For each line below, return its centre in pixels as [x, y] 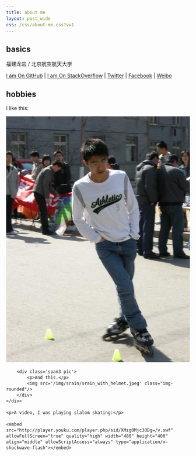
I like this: [17, 108]
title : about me [26, 12]
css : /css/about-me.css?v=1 [40, 25]
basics [18, 49]
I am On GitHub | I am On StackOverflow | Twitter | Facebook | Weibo [89, 76]
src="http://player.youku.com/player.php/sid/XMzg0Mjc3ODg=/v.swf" [90, 430]
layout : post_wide [28, 18]
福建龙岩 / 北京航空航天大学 [39, 64]
